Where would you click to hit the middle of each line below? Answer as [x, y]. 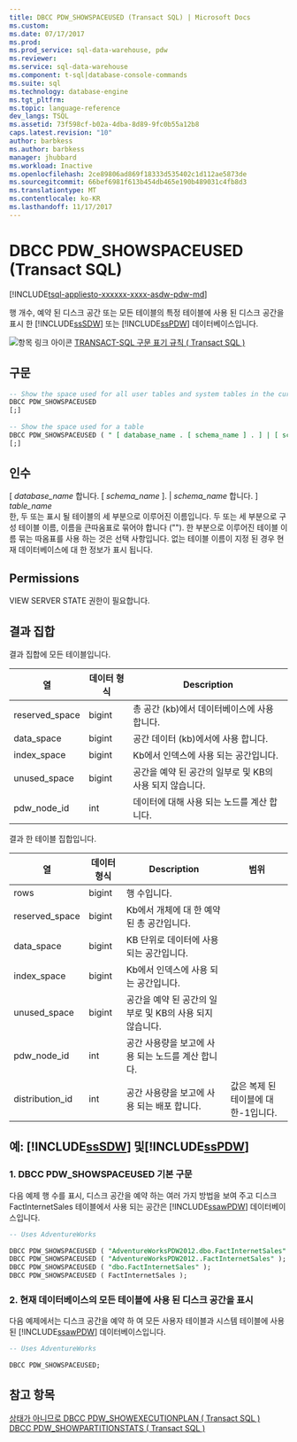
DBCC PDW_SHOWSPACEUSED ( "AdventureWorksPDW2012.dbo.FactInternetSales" [148, 1251]
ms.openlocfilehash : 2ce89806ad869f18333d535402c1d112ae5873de [128, 174]
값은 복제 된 [253, 1087]
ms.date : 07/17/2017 [47, 34]
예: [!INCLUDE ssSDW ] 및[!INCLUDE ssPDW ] [129, 1147]
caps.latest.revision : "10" [61, 133]
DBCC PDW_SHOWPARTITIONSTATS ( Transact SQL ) [107, 1428]
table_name [31, 506]
